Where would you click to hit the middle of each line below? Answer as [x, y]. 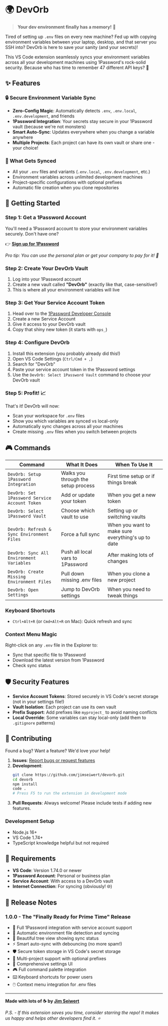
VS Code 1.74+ [28, 837]
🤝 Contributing [28, 739]
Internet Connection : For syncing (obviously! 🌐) [62, 886]
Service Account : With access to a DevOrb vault [63, 881]
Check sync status [31, 665]
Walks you [73, 473]
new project [121, 579]
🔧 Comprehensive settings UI [42, 964]
